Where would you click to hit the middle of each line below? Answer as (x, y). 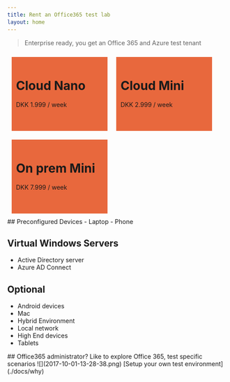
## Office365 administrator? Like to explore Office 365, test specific (105, 357)
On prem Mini (56, 168)
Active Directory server (51, 260)
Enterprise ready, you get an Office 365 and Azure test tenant (113, 42)
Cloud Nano (51, 85)
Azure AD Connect (44, 267)
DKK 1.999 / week (42, 105)
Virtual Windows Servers (63, 243)
